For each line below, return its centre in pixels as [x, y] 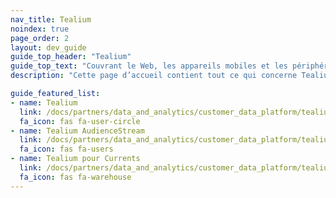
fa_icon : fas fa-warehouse [75, 177]
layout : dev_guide [48, 47]
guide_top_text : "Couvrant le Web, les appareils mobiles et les [149, 66]
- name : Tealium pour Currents [75, 159]
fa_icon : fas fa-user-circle [80, 121]
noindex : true [40, 29]
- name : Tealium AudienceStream [77, 131]
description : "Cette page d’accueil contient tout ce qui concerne [154, 76]
